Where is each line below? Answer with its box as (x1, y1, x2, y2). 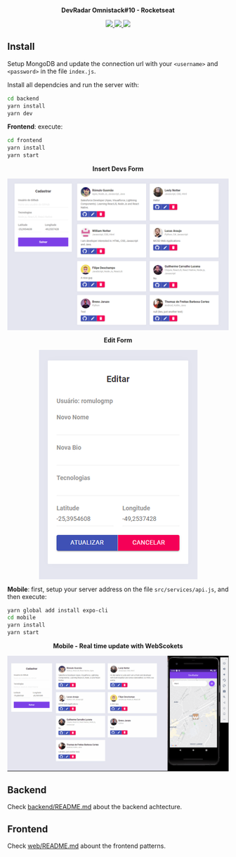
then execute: (7, 592, 47, 600)
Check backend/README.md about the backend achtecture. (7, 803, 183, 811)
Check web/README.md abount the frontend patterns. (7, 842, 166, 850)
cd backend (7, 95, 39, 102)
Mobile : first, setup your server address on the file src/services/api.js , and (7, 585, 229, 593)
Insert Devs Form (92, 165, 144, 173)
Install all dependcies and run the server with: (7, 80, 139, 89)
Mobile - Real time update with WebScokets (53, 642, 183, 650)
